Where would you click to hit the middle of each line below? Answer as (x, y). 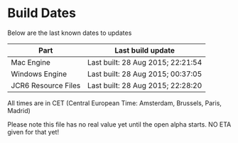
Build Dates (42, 13)
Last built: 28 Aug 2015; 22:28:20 (145, 85)
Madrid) (19, 110)
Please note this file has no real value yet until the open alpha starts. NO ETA (119, 124)
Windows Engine (39, 74)
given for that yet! (33, 132)
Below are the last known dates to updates (70, 33)
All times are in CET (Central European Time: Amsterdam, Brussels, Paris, (115, 103)
